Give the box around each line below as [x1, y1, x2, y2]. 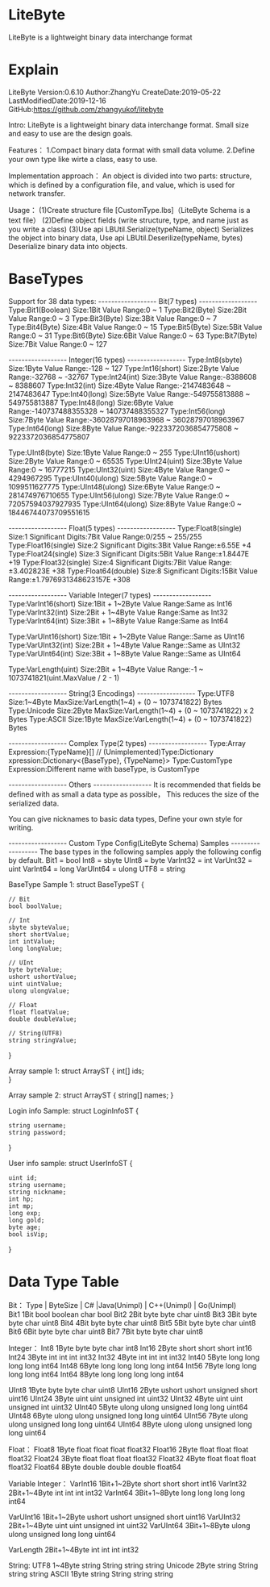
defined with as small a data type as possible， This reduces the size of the [8, 789, 260, 799]
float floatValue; [8, 1008, 70, 1016]
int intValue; [8, 937, 56, 945]
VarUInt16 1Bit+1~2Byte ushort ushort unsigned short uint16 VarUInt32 [8, 1512, 241, 1522]
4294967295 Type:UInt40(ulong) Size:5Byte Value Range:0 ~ [8, 473, 214, 483]
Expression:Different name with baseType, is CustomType [8, 764, 200, 773]
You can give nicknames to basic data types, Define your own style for [8, 814, 243, 823]
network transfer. [8, 188, 66, 198]
